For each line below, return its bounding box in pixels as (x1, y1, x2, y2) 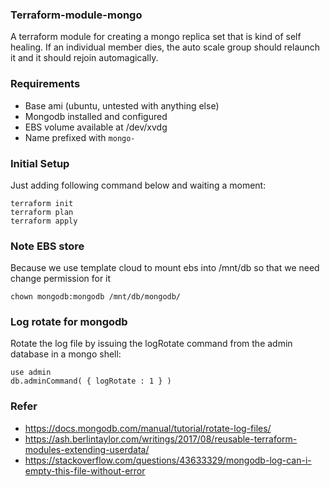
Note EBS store (10, 239, 85, 253)
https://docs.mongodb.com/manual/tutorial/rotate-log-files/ (24, 422, 272, 434)
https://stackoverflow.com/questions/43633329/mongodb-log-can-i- (24, 454, 312, 466)
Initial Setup (10, 156, 70, 170)
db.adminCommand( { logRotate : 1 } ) (10, 376, 172, 387)
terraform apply (10, 216, 78, 226)
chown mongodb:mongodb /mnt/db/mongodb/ (10, 292, 182, 302)
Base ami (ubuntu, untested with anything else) (24, 99, 220, 112)
